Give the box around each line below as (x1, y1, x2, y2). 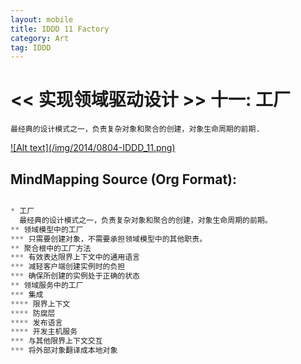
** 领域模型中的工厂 (10, 224, 84, 235)
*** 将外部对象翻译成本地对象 (10, 346, 118, 356)
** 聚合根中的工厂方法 (10, 243, 92, 253)
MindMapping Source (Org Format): (10, 171, 238, 188)
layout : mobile (10, 14, 74, 25)
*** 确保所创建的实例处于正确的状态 (10, 271, 141, 281)
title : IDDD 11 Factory (10, 24, 110, 34)
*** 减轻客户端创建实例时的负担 (10, 262, 126, 272)
